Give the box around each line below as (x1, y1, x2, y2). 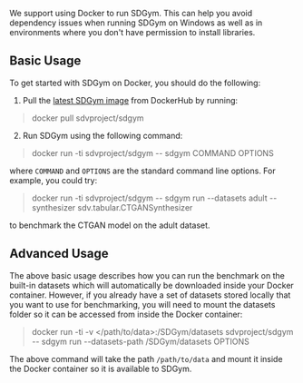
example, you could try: (9, 174, 98, 185)
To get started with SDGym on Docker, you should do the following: (9, 77, 261, 88)
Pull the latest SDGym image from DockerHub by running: (22, 94, 239, 105)
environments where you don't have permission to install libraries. (9, 27, 256, 37)
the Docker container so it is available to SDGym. (9, 363, 192, 374)
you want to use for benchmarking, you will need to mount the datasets (9, 299, 276, 309)
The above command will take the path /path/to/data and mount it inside (9, 353, 283, 364)
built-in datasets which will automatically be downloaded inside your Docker (9, 280, 295, 290)
